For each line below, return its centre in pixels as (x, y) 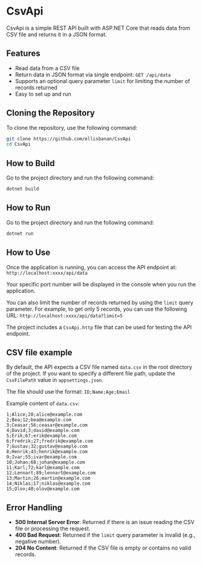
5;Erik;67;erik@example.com (42, 436)
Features (23, 54)
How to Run (28, 208)
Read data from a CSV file (47, 68)
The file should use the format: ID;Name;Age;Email (68, 392)
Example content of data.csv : (43, 403)
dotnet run (20, 234)
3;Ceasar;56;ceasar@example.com (47, 425)
